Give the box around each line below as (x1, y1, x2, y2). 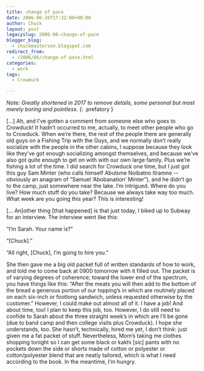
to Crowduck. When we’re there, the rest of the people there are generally (6, 131, 192, 138)
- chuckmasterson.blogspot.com (12, 43, 91, 49)
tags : (6, 71, 20, 77)
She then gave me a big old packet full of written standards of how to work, (6, 261, 195, 268)
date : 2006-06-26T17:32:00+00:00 (6, 15, 91, 21)
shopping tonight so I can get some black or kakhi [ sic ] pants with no (6, 339, 180, 346)
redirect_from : (6, 49, 45, 55)
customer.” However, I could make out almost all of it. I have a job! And (6, 300, 183, 307)
